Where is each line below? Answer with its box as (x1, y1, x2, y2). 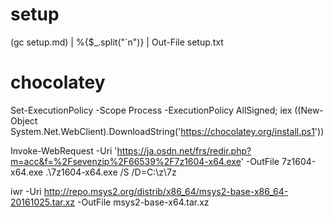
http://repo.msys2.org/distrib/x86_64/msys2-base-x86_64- (43, 185, 289, 197)
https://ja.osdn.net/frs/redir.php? (116, 144, 252, 157)
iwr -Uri (10, 185, 42, 197)
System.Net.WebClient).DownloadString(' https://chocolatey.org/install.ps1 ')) (10, 125, 325, 137)
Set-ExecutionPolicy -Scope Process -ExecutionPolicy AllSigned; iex (10, 104, 293, 116)
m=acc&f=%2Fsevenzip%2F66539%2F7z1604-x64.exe (10, 155, 242, 167)
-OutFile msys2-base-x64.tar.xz (77, 196, 210, 208)
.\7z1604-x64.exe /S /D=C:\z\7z (45, 166, 177, 178)
